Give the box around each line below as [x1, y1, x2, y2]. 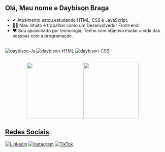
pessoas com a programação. [12, 33, 73, 38]
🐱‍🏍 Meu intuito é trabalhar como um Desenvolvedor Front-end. [12, 22, 140, 28]
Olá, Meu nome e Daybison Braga [5, 4, 109, 12]
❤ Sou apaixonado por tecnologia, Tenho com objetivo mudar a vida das [12, 27, 160, 34]
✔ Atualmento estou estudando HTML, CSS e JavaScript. [12, 17, 129, 23]
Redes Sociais [5, 128, 49, 136]
